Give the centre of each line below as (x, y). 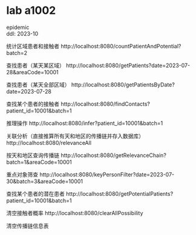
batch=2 (17, 53)
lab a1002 (31, 11)
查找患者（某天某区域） (35, 65)
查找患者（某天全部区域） (38, 85)
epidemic (18, 27)
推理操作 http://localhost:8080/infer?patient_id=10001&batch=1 (85, 123)
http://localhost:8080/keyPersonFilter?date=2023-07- (107, 174)
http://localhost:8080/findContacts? (105, 104)
